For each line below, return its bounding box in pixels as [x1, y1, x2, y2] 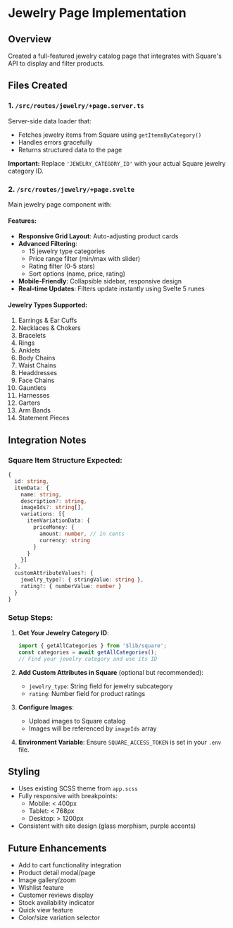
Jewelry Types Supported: [8, 300, 87, 309]
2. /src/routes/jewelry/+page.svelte [8, 184, 135, 194]
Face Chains [18, 376, 55, 385]
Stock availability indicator [18, 898, 95, 907]
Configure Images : [18, 703, 75, 712]
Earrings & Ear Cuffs [18, 316, 77, 325]
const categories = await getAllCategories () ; [18, 649, 158, 656]
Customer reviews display [18, 891, 94, 900]
